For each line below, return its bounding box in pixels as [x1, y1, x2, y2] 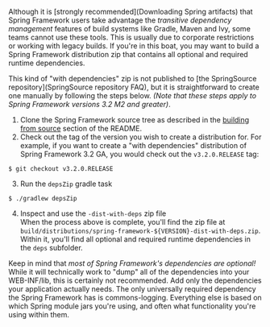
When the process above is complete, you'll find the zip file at [19, 217, 226, 226]
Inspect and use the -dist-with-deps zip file [19, 209, 167, 218]
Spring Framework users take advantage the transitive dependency [8, 15, 232, 25]
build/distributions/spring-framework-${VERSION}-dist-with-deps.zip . [19, 226, 261, 235]
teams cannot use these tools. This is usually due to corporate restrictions [8, 32, 255, 42]
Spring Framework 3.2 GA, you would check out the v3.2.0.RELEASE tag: [19, 149, 260, 159]
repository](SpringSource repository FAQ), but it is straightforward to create [8, 82, 260, 92]
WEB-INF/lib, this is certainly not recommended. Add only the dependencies [8, 275, 262, 285]
